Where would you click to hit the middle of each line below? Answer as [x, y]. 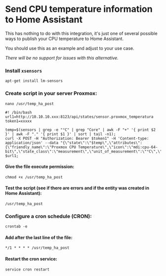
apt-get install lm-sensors [34, 81]
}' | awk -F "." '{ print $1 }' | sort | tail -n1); [61, 134]
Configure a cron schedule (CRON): [49, 216]
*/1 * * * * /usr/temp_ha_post [37, 248]
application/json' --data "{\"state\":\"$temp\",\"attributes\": [74, 143]
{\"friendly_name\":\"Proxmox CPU [41, 147]
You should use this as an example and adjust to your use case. [70, 48]
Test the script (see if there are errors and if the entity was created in [77, 188]
